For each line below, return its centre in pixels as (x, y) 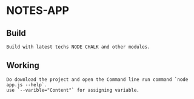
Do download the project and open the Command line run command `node (97, 80)
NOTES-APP (38, 11)
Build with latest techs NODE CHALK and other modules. (78, 47)
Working (23, 65)
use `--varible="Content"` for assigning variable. (73, 90)
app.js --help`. (27, 85)
